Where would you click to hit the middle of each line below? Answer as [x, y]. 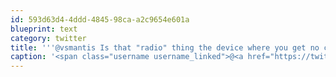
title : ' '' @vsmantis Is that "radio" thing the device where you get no [165, 47]
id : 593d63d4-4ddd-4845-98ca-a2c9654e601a [100, 19]
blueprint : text [44, 29]
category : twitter [48, 38]
